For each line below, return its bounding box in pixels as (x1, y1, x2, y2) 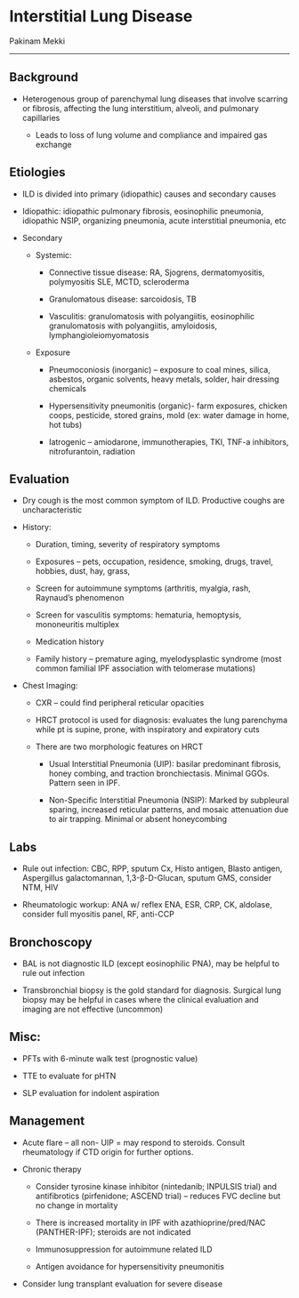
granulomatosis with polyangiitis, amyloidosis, (48, 320, 218, 331)
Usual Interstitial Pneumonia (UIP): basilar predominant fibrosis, (48, 759, 282, 770)
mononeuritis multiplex (35, 619, 120, 630)
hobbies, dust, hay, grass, (35, 566, 131, 576)
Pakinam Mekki (9, 36, 65, 46)
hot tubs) (48, 419, 83, 430)
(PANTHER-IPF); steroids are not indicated (35, 1226, 191, 1238)
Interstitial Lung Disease (9, 6, 193, 27)
